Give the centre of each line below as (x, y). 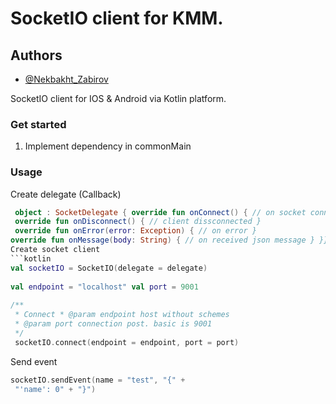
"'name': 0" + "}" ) (55, 389)
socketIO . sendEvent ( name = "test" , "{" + (98, 380)
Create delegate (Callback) (66, 194)
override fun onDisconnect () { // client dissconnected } (138, 222)
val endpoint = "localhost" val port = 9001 (104, 287)
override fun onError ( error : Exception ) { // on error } (135, 231)
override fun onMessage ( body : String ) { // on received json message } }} (169, 240)
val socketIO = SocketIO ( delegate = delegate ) (109, 268)
